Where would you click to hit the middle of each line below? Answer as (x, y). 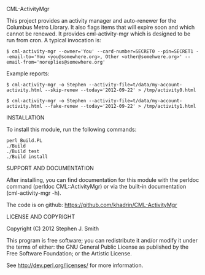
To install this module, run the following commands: (72, 129)
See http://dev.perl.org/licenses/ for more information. (75, 265)
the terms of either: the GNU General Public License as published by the (98, 247)
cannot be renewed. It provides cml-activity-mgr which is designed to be (99, 34)
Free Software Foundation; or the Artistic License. (69, 253)
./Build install (27, 157)
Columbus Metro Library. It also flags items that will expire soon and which (101, 27)
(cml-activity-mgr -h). (34, 193)
